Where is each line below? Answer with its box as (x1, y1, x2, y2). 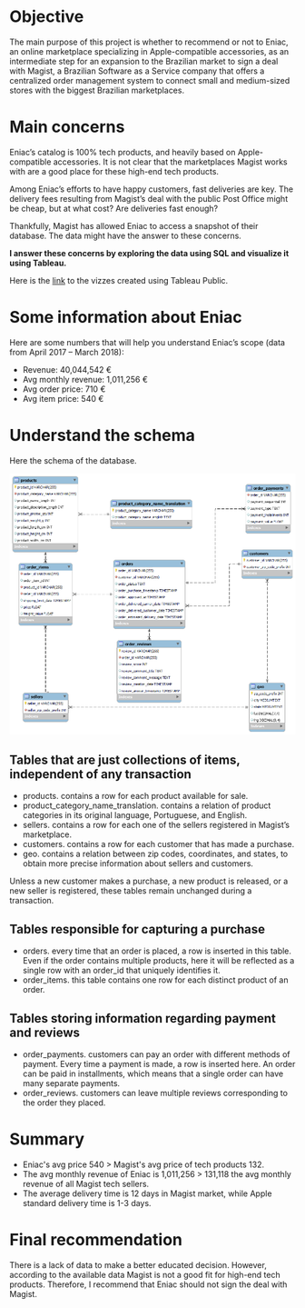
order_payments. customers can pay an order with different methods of (22, 1049, 290, 1060)
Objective (9, 6, 84, 27)
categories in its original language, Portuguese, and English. (22, 810, 248, 821)
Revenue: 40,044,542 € (22, 364, 112, 374)
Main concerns (9, 116, 125, 137)
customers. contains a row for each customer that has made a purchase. (22, 839, 295, 850)
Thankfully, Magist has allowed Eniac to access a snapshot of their (9, 220, 259, 231)
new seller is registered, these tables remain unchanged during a (9, 885, 252, 896)
